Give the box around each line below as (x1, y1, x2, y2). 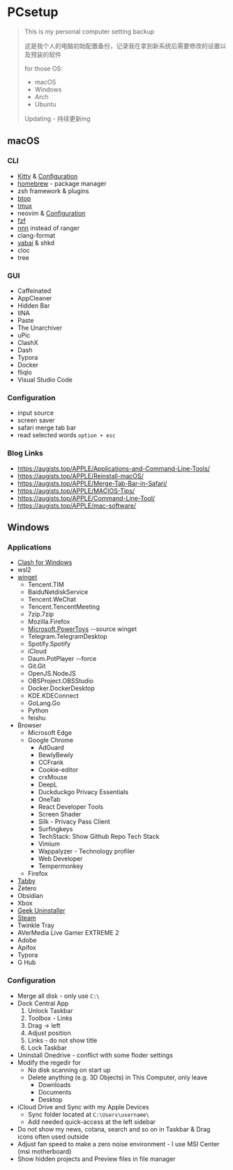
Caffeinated (17, 287, 52, 295)
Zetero (17, 884, 37, 892)
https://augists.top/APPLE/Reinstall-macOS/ (17, 471, 144, 480)
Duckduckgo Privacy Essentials (38, 788, 129, 796)
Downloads (38, 1080, 71, 1088)
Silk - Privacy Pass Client (38, 817, 110, 826)
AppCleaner (17, 294, 52, 302)
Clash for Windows (17, 559, 73, 567)
